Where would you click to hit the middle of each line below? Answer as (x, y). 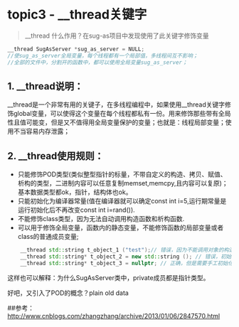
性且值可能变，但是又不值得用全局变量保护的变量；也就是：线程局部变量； (116, 122)
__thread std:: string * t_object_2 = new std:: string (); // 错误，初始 (126, 257)
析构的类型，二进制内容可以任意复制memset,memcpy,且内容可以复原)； (123, 183)
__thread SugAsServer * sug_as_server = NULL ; (76, 49)
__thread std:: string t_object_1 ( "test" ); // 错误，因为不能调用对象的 (122, 250)
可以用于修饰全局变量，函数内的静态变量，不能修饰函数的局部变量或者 (121, 227)
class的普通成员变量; (48, 237)
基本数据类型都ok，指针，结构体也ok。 (75, 192)
